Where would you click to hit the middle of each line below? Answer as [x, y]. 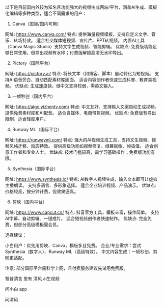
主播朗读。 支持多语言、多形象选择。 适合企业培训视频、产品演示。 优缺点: [81, 185]
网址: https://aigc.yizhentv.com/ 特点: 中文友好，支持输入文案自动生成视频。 [82, 107]
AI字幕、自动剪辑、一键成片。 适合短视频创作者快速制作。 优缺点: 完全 [76, 218]
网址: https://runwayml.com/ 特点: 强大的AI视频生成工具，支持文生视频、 [79, 140]
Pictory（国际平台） [32, 63]
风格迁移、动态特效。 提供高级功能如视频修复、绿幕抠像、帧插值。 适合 [81, 146]
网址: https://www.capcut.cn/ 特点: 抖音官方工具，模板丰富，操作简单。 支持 [82, 212]
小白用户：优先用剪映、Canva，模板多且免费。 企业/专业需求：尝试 [73, 245]
